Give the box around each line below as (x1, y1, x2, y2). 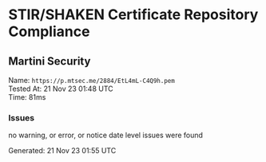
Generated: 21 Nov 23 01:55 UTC (8, 146, 117, 156)
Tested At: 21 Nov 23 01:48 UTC (8, 84, 113, 93)
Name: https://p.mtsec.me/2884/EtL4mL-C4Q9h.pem (8, 76, 176, 85)
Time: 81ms (8, 93, 46, 101)
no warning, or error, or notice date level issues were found (8, 130, 204, 140)
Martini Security (8, 54, 91, 68)
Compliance (8, 22, 90, 41)
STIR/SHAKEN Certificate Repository (8, 6, 259, 24)
